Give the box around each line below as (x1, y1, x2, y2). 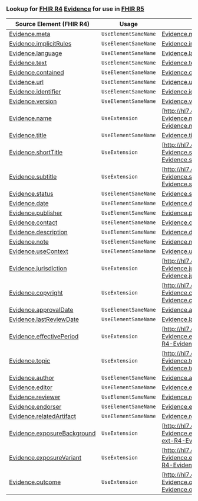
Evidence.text (9, 59, 47, 67)
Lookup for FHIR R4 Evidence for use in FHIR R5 (6, 5, 144, 13)
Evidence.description (9, 228, 68, 237)
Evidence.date (9, 199, 49, 208)
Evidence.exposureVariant (9, 454, 82, 462)
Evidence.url (9, 78, 44, 86)
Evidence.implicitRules (9, 40, 72, 48)
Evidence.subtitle (9, 173, 57, 181)
